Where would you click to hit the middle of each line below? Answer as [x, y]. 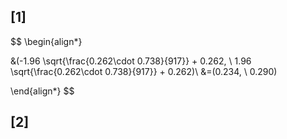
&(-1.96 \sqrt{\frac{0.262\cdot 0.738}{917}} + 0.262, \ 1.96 [131, 61]
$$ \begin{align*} [46, 41]
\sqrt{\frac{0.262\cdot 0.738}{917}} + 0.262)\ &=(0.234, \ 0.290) [144, 71]
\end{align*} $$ [42, 91]
